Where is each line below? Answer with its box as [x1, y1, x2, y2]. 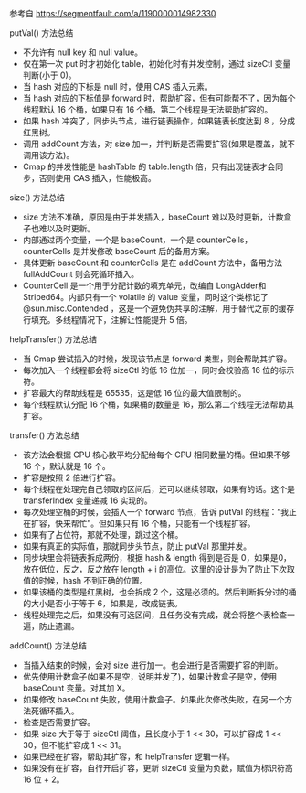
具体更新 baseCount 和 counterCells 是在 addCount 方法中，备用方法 [22, 257, 283, 268]
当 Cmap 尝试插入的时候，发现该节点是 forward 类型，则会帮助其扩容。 [22, 353, 292, 364]
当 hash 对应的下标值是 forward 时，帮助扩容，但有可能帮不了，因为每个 [22, 92, 296, 103]
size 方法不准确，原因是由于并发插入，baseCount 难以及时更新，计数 [22, 211, 285, 222]
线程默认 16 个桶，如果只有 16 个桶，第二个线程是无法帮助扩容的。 [22, 104, 273, 114]
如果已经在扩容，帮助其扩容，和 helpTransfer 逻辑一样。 [22, 751, 236, 762]
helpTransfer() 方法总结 [9, 334, 98, 345]
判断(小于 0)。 [22, 70, 77, 80]
